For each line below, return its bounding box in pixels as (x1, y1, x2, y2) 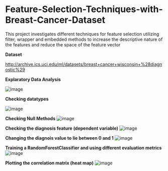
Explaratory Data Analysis (5, 76, 61, 82)
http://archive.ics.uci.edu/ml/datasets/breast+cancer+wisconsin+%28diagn (5, 61, 162, 67)
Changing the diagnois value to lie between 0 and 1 (5, 135, 114, 141)
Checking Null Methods (5, 115, 56, 122)
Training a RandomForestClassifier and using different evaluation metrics (5, 145, 162, 151)
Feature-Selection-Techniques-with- (5, 4, 163, 15)
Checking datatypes (5, 96, 49, 102)
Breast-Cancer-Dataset (5, 14, 106, 26)
